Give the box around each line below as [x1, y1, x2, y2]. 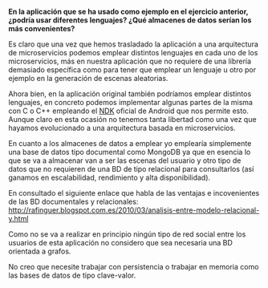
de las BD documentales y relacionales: [8, 197, 139, 206]
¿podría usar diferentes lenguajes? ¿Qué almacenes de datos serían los [8, 15, 252, 25]
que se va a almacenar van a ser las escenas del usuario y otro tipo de [8, 156, 242, 165]
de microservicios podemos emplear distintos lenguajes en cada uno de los [8, 48, 258, 57]
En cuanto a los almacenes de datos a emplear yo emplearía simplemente [8, 139, 252, 148]
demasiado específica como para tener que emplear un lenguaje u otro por [8, 65, 257, 75]
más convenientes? [8, 24, 75, 33]
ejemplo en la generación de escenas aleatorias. [8, 74, 169, 83]
